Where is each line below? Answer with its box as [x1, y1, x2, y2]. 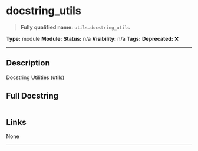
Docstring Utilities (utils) [6, 74, 65, 81]
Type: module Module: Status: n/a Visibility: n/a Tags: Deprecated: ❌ [6, 35, 179, 42]
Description [6, 58, 50, 68]
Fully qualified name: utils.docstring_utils [20, 24, 130, 31]
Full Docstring [6, 91, 59, 101]
